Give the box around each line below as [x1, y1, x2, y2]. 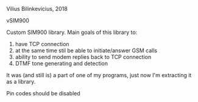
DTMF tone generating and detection [15, 60, 108, 67]
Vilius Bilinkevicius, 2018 [6, 5, 68, 12]
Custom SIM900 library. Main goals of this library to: [6, 29, 138, 36]
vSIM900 [6, 17, 29, 24]
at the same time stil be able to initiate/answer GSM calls [15, 47, 157, 54]
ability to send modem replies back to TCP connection [15, 53, 152, 60]
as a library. [6, 78, 36, 85]
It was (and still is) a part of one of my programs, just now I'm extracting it [6, 72, 192, 78]
